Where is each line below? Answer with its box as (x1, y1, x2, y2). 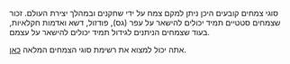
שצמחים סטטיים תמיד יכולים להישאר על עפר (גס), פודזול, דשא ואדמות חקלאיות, (9, 17, 281, 28)
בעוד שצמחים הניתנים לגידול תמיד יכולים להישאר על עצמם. (9, 27, 210, 37)
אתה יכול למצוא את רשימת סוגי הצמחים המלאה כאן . (9, 44, 187, 55)
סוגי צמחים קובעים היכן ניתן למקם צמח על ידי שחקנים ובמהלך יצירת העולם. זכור (9, 8, 279, 18)
